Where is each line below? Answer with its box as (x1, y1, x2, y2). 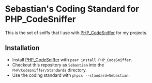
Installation (5, 44, 40, 52)
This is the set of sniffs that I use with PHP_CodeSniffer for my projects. (5, 30, 148, 35)
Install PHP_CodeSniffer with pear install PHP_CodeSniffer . (12, 57, 132, 63)
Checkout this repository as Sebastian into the (12, 62, 104, 67)
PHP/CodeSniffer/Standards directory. (12, 67, 87, 73)
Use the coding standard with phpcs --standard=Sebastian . (12, 72, 130, 78)
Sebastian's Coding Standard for (5, 3, 139, 15)
